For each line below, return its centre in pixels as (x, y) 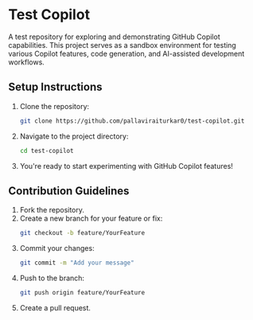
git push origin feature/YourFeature (82, 293)
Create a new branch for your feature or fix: (91, 219)
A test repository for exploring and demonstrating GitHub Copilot (114, 37)
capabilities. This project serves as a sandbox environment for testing (122, 45)
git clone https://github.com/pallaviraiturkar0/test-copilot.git (132, 121)
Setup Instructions (55, 87)
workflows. (27, 62)
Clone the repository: (54, 106)
